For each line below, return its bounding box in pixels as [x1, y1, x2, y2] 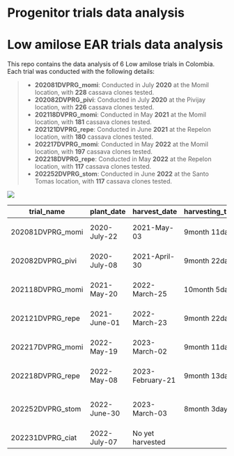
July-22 [90, 231, 118, 241]
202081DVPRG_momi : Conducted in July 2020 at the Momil [34, 81, 209, 89]
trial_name [29, 207, 65, 217]
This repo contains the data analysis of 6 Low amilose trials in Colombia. [7, 60, 215, 68]
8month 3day [183, 404, 228, 414]
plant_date [90, 207, 126, 217]
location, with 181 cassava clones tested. [34, 118, 152, 126]
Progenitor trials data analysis [7, 5, 185, 21]
